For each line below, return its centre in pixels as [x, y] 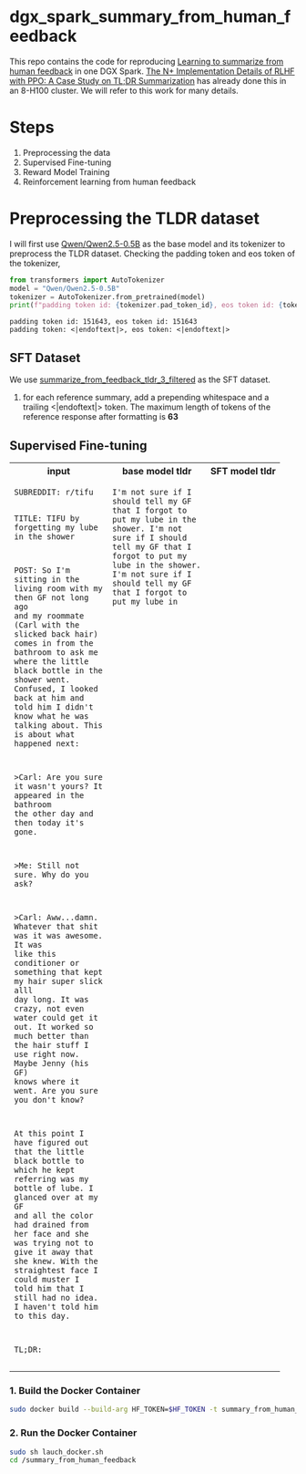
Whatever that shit [56, 927]
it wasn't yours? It [58, 786]
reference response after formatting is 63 [101, 417]
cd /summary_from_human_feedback [73, 1460]
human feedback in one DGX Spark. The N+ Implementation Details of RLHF [152, 71]
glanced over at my [56, 1198]
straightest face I [56, 1271]
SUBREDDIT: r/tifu [54, 492]
